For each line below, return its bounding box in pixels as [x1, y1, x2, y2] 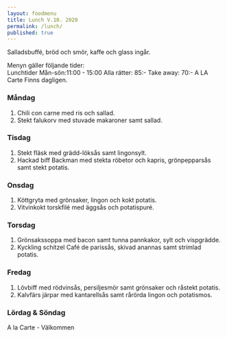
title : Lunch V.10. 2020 [7, 16, 78, 23]
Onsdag [7, 180, 34, 189]
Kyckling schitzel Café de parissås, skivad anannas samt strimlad [16, 243, 202, 251]
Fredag [7, 268, 32, 277]
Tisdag [7, 133, 31, 143]
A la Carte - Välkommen [7, 323, 75, 332]
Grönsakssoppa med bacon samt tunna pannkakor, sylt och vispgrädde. [16, 236, 221, 244]
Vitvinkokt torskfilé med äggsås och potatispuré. [16, 203, 154, 211]
